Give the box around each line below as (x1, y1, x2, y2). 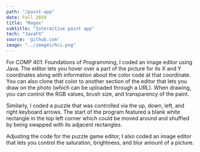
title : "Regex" (6, 20, 44, 26)
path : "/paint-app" (6, 8, 55, 15)
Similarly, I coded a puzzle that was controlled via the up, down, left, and (6, 102, 185, 109)
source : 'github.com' (6, 37, 60, 42)
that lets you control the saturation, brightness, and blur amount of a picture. (6, 139, 194, 146)
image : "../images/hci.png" (6, 42, 76, 48)
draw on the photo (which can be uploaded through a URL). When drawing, (6, 84, 192, 91)
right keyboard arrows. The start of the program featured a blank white (6, 108, 180, 115)
